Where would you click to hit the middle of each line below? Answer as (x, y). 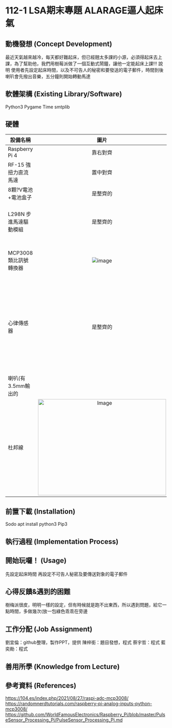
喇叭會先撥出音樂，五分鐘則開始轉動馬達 (48, 76)
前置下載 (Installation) (40, 512)
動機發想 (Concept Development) (59, 44)
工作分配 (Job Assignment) (49, 629)
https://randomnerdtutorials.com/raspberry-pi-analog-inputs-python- (79, 704)
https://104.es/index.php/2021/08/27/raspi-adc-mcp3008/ (67, 698)
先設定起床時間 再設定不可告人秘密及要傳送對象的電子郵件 (67, 574)
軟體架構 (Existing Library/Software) (64, 94)
